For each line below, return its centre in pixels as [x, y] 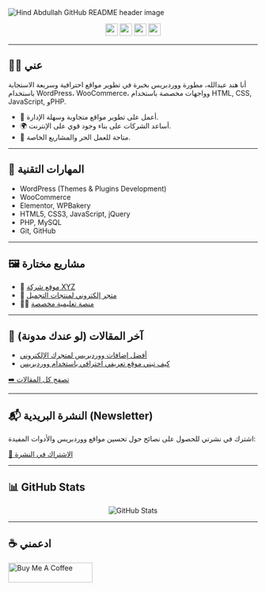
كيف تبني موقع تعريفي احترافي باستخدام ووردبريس [95, 364]
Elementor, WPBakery [55, 205]
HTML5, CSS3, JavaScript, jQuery [75, 214]
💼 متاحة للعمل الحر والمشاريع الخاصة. [75, 137]
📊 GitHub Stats [47, 488]
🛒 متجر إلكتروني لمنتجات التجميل [68, 295]
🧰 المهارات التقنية [46, 170]
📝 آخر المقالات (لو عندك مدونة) [76, 336]
